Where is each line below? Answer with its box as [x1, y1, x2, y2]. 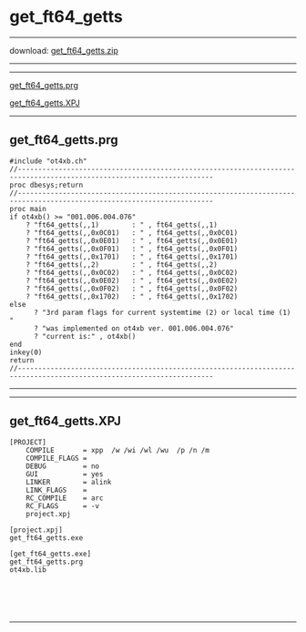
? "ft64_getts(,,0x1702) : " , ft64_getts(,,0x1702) [25, 291, 239, 301]
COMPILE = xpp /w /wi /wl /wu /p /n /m [25, 445, 209, 454]
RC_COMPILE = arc [25, 494, 104, 503]
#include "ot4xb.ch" [9, 157, 88, 166]
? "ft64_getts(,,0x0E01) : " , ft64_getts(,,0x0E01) [25, 236, 239, 245]
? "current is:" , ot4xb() [33, 331, 137, 341]
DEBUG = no [25, 462, 100, 471]
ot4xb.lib [9, 565, 47, 575]
